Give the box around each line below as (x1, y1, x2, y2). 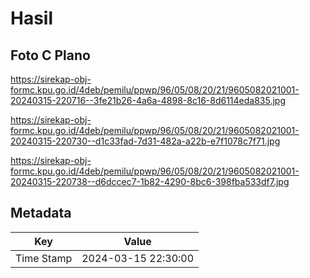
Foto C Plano (10, 47, 91, 64)
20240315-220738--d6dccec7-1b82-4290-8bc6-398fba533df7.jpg (10, 176, 290, 187)
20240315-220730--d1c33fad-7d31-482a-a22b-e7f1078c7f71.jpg (10, 135, 281, 147)
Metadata (10, 205, 72, 222)
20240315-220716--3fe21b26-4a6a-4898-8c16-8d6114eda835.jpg (10, 95, 287, 106)
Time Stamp (15, 251, 73, 265)
